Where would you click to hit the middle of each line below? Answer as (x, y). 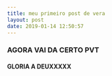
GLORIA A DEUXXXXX (39, 66)
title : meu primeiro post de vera (56, 13)
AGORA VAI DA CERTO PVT (53, 50)
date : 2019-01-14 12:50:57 (45, 26)
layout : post (26, 20)
